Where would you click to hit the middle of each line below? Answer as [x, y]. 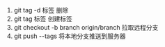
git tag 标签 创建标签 [43, 19]
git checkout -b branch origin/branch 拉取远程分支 [86, 27]
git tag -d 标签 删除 [41, 10]
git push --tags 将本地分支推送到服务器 [70, 36]
